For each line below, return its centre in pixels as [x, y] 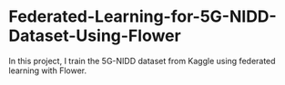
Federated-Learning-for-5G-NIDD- [142, 17]
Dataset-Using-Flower [95, 36]
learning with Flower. [48, 71]
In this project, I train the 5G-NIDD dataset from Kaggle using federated [142, 61]
